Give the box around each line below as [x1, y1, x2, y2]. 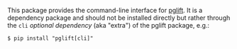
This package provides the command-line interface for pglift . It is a [7, 6, 203, 14]
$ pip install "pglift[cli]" [7, 35, 94, 42]
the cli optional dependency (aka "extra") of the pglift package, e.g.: [7, 21, 210, 29]
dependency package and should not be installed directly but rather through [7, 13, 231, 22]
